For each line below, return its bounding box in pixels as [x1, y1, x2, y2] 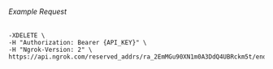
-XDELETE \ [8, 32, 45, 40]
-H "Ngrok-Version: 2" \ [8, 45, 93, 54]
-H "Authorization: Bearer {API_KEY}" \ [8, 39, 148, 47]
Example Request [8, 6, 67, 16]
